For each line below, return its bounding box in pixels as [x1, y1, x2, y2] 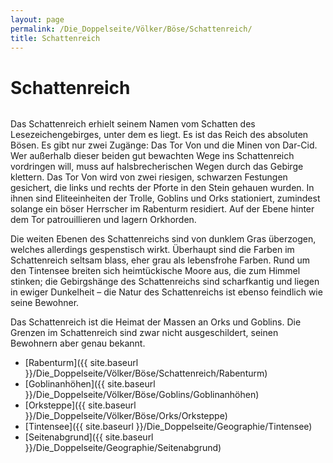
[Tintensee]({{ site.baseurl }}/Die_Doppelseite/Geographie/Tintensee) [24, 421, 313, 433]
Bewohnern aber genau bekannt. [10, 337, 146, 350]
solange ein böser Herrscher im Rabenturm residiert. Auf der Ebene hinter [10, 203, 315, 215]
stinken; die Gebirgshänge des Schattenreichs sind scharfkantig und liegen [10, 276, 320, 288]
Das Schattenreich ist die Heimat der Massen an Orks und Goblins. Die [10, 316, 302, 328]
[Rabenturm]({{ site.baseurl [24, 357, 139, 369]
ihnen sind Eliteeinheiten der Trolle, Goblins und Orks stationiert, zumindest [10, 192, 321, 205]
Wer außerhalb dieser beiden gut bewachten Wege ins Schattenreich [10, 150, 295, 162]
